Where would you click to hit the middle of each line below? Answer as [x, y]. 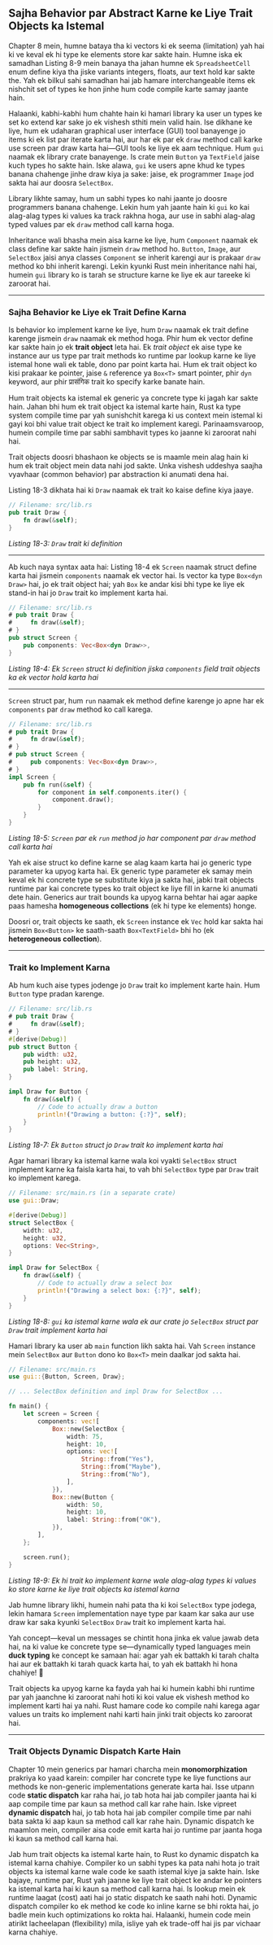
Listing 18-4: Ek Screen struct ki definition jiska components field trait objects [134, 668]
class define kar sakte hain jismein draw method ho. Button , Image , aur [125, 248]
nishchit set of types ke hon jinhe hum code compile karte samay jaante [129, 89]
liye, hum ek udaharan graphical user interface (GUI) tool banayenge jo [127, 130]
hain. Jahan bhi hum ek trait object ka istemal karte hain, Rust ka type [125, 407]
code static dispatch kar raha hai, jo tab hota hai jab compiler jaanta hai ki [133, 1795]
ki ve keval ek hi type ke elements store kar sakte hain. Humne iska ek [126, 54]
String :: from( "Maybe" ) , [121, 1467]
